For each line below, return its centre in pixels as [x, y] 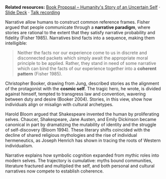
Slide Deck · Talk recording [33, 12]
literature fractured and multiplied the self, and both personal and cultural [80, 166]
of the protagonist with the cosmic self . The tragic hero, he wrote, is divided [83, 89]
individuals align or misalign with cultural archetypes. [59, 104]
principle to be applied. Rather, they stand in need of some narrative [87, 63]
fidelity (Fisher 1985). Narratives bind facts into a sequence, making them [80, 38]
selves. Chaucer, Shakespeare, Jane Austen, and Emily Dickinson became [81, 119]
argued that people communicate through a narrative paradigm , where [78, 27]
